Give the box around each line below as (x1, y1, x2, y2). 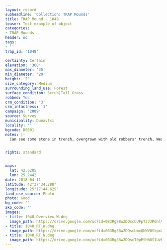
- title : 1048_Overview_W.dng (5, 214, 68, 219)
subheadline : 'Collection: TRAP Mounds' (5, 12, 90, 17)
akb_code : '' (5, 205, 32, 210)
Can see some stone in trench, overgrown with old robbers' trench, (9, 136, 155, 142)
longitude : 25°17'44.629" (5, 186, 59, 192)
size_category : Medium (5, 81, 52, 86)
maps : (5, 163, 16, 168)
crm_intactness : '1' (5, 104, 48, 110)
